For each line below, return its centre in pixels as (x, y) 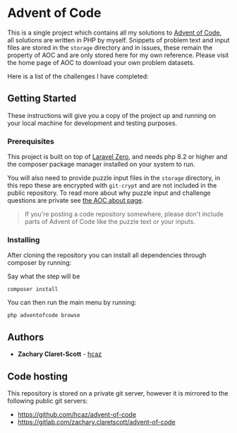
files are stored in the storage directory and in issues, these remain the (110, 47)
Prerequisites (31, 141)
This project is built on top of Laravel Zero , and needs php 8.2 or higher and (117, 157)
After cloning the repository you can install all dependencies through (107, 255)
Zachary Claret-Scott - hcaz (60, 354)
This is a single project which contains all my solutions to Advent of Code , (115, 32)
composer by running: (39, 263)
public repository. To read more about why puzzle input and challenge (109, 193)
